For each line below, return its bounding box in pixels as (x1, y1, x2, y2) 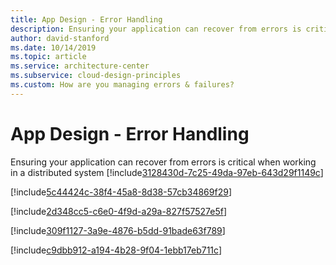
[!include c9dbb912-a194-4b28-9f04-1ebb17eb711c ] (10, 244, 222, 256)
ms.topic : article (10, 52, 87, 62)
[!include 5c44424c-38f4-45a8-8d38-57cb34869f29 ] (10, 186, 232, 198)
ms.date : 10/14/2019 (10, 42, 97, 53)
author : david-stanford (10, 33, 110, 43)
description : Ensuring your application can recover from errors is (10, 24, 302, 34)
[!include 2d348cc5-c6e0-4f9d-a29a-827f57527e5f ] (10, 205, 228, 217)
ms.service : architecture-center (10, 61, 150, 71)
